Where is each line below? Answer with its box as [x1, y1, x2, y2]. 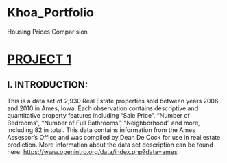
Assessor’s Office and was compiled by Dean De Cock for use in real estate [7, 133, 221, 141]
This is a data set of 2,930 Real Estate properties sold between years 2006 [7, 97, 219, 105]
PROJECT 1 [7, 51, 72, 67]
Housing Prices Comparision [7, 27, 88, 36]
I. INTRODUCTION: [7, 79, 88, 90]
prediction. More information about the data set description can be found [7, 140, 214, 149]
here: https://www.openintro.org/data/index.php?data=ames [7, 147, 178, 155]
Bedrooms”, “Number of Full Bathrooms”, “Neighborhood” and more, [7, 118, 200, 127]
